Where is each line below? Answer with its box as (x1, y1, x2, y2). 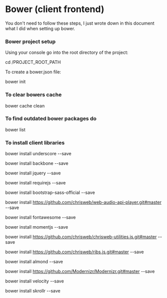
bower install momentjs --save (5, 224, 69, 230)
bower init (5, 79, 26, 85)
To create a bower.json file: (5, 69, 61, 75)
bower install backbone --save (5, 160, 69, 166)
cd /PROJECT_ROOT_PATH (5, 59, 61, 65)
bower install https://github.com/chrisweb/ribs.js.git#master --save (5, 249, 144, 255)
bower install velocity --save (5, 278, 64, 284)
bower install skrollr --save (5, 288, 61, 294)
